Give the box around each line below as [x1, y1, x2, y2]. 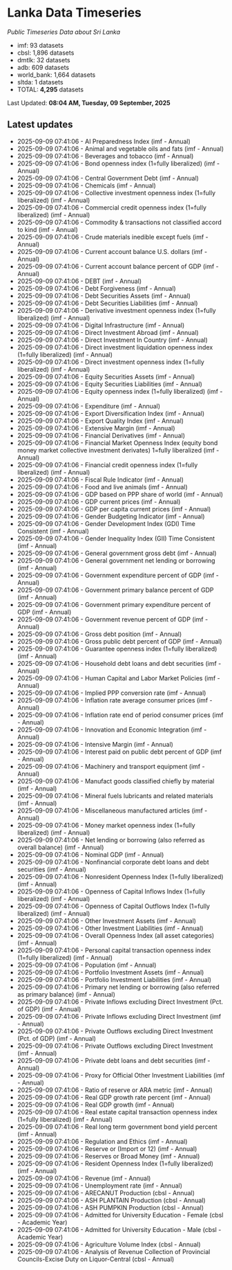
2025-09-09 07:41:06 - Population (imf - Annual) [17, 961, 157, 969]
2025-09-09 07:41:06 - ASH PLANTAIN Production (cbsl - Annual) [17, 1196, 206, 1204]
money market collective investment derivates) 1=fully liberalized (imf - [17, 446, 220, 454]
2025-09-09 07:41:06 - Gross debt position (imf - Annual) [17, 630, 182, 638]
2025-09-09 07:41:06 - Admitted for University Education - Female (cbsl [17, 1210, 224, 1219]
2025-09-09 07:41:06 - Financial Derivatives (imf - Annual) [17, 431, 185, 439]
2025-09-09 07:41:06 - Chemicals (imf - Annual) [17, 181, 157, 190]
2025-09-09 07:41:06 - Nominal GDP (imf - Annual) [17, 850, 164, 859]
